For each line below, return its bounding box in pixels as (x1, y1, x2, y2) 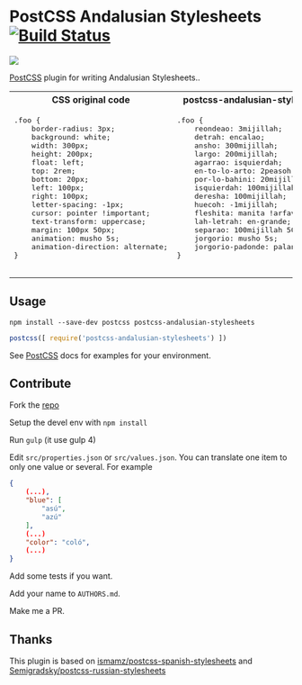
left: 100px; (31, 183, 85, 193)
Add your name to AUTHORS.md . (9, 588, 121, 599)
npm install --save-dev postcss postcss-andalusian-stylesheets (9, 318, 255, 327)
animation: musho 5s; (31, 233, 120, 243)
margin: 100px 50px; (31, 225, 116, 235)
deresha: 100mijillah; (194, 191, 288, 201)
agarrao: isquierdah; (194, 158, 283, 167)
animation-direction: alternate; (31, 241, 168, 251)
